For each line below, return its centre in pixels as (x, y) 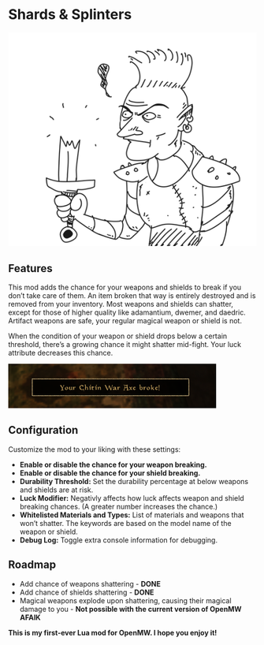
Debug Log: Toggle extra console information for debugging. (119, 540)
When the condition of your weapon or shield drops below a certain (118, 336)
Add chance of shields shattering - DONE (87, 592)
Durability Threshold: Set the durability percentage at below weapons (134, 481)
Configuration (43, 430)
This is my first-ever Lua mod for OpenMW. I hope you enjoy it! (113, 632)
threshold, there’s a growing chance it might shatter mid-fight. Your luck (125, 345)
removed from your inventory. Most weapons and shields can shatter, (121, 304)
